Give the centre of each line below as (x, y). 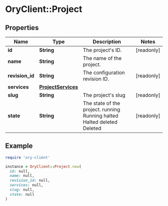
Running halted (100, 116)
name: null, (22, 176)
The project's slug (104, 95)
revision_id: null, (30, 180)
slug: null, (22, 190)
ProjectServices (59, 87)
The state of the (101, 103)
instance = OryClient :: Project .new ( (43, 166)
